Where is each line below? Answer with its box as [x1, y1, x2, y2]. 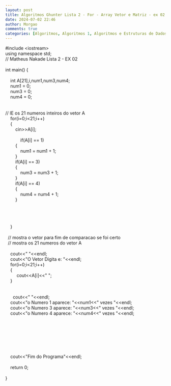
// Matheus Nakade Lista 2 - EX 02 [5, 56, 78, 62]
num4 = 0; [10, 94, 32, 100]
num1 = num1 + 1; [20, 148, 56, 154]
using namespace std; [5, 50, 52, 57]
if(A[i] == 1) [20, 137, 44, 143]
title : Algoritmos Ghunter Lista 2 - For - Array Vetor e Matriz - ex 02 [5, 12, 165, 17]
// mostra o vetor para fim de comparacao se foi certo [7, 235, 121, 240]
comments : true [5, 26, 38, 32]
